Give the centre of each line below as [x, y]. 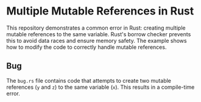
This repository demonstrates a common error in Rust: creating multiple [96, 28]
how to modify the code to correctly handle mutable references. [86, 47]
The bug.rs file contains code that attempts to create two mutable [89, 80]
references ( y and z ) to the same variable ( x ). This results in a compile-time [100, 87]
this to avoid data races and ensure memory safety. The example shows [97, 40]
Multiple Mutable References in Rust [100, 11]
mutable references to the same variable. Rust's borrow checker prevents [99, 34]
